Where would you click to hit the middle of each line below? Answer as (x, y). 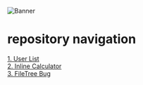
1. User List (24, 58)
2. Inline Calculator (35, 66)
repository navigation (71, 39)
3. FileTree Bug (29, 73)
